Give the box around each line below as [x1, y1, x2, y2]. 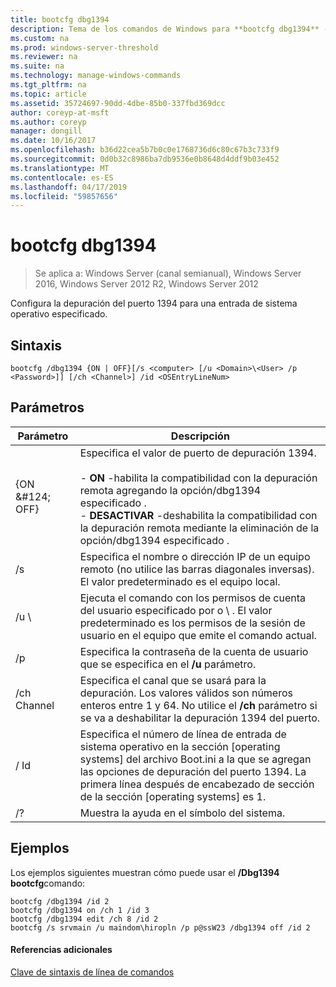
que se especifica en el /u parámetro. [79, 657, 257, 671]
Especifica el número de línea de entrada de [79, 727, 287, 741]
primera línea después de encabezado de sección [79, 777, 315, 791]
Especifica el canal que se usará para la [79, 673, 267, 687]
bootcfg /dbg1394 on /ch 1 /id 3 [10, 905, 150, 915]
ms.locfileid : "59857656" [10, 191, 118, 201]
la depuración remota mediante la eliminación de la [79, 521, 320, 535]
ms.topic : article [10, 89, 87, 99]
